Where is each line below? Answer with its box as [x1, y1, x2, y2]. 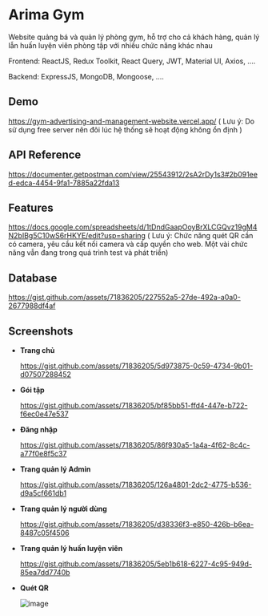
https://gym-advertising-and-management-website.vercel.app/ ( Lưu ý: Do [8, 116, 254, 126]
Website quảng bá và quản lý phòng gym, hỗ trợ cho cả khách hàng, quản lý [8, 32, 260, 42]
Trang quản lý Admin [19, 464, 91, 474]
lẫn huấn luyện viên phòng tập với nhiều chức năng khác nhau [8, 40, 214, 50]
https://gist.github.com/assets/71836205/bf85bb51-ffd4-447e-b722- [19, 401, 248, 410]
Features [8, 201, 54, 214]
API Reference [8, 148, 82, 162]
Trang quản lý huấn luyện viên [19, 544, 123, 553]
